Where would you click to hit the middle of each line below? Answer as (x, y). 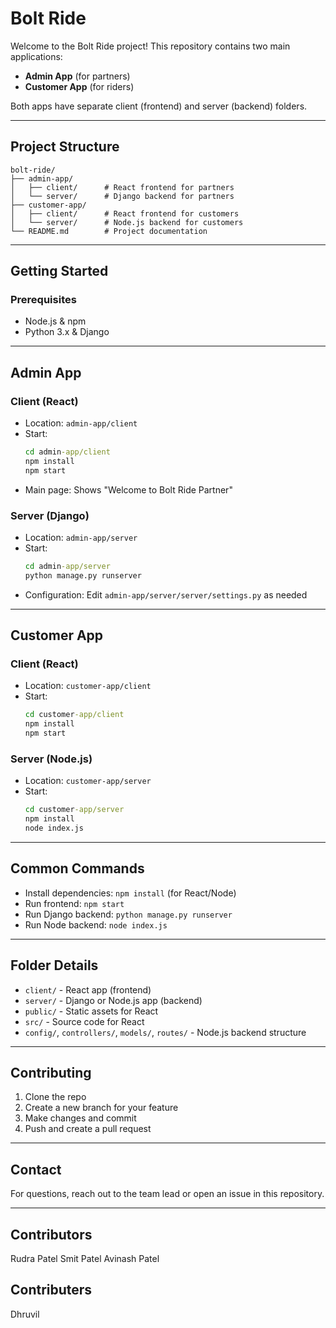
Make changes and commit (80, 1118)
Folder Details (54, 965)
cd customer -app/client (74, 715)
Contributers (51, 1290)
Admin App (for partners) (77, 76)
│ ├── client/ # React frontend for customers (125, 213)
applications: (36, 56)
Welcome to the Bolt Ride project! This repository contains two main (150, 46)
